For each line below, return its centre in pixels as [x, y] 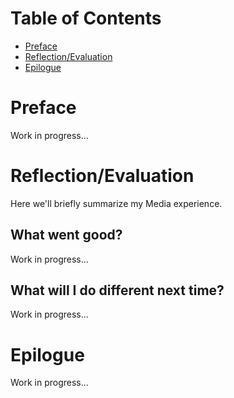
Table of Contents [86, 18]
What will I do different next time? [117, 290]
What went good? [66, 235]
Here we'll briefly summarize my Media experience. [116, 203]
